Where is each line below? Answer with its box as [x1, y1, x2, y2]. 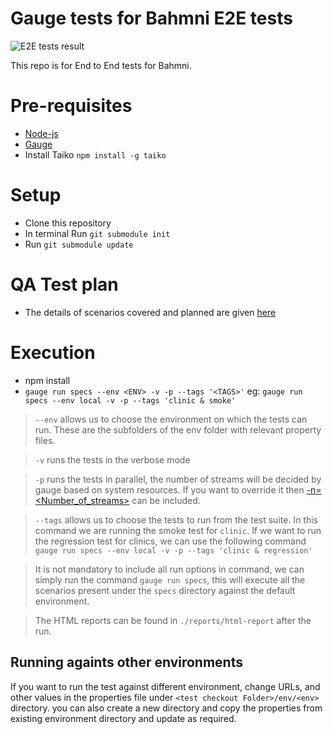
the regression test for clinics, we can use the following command [34, 535, 307, 547]
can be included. [131, 494, 201, 506]
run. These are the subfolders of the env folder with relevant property [34, 423, 322, 436]
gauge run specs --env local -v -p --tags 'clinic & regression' [34, 545, 313, 556]
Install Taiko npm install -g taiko [24, 148, 167, 161]
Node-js [24, 127, 59, 139]
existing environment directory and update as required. [10, 712, 237, 724]
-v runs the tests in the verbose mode [34, 453, 191, 466]
